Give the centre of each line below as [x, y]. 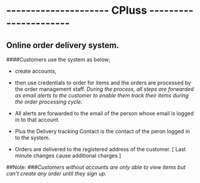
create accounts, [36, 71]
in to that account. [37, 120]
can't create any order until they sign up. [56, 173]
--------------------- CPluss [77, 10]
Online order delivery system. [63, 45]
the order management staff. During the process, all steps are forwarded [104, 89]
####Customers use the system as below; [58, 60]
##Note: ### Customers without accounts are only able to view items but [96, 167]
